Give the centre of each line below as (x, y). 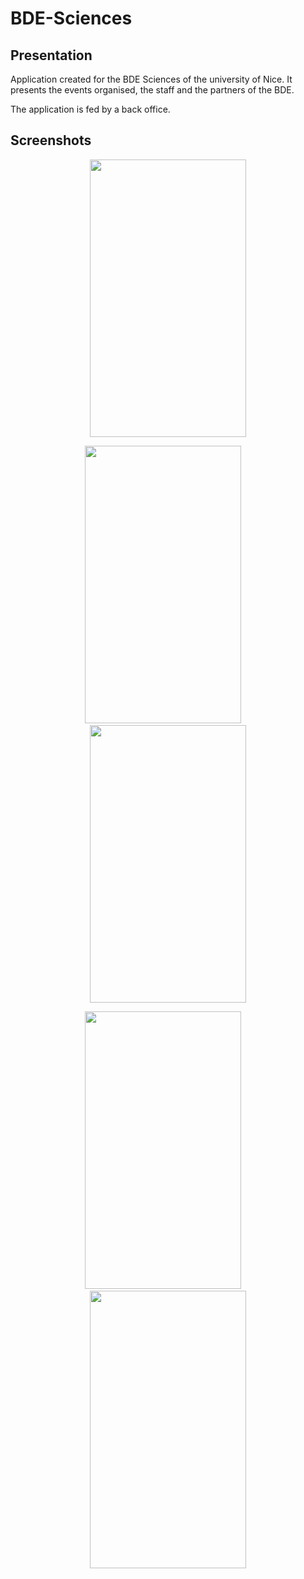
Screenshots (51, 140)
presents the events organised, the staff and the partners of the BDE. (152, 90)
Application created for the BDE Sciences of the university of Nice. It (151, 79)
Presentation (51, 55)
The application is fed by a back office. (90, 109)
